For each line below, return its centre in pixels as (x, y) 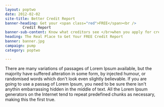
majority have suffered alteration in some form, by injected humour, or (75, 73)
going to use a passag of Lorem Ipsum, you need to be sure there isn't (76, 84)
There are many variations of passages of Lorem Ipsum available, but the (79, 68)
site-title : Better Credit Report (40, 18)
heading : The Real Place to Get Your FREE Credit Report (64, 37)
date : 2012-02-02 (23, 14)
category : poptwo (23, 50)
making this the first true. (30, 99)
